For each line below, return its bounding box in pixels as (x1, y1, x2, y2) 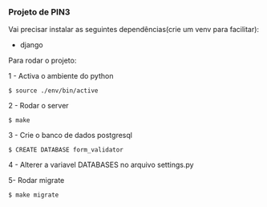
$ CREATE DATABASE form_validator (8, 146, 124, 154)
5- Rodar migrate (8, 176, 65, 185)
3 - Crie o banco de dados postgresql (8, 131, 132, 140)
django (19, 40, 43, 50)
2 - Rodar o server (8, 101, 70, 111)
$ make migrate (8, 191, 59, 199)
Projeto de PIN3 (8, 6, 71, 18)
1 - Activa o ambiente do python (8, 71, 114, 81)
